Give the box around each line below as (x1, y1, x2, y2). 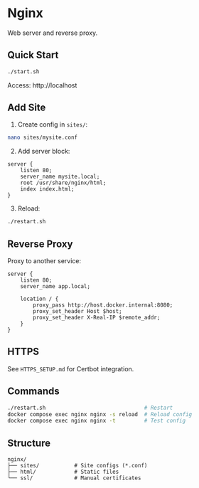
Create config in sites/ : (17, 120, 88, 129)
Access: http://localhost (7, 80, 77, 90)
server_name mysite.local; (20, 173, 100, 181)
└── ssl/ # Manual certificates (7, 474, 141, 482)
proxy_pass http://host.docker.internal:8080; (33, 302, 173, 309)
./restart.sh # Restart (7, 404, 173, 411)
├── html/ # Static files (7, 468, 119, 476)
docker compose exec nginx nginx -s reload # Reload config (7, 410, 193, 418)
